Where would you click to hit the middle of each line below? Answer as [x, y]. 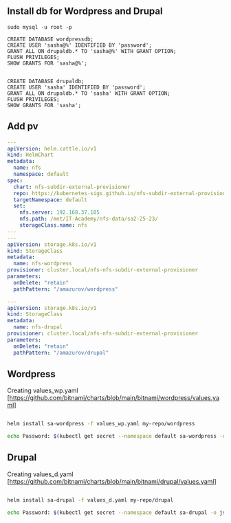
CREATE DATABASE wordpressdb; [51, 39]
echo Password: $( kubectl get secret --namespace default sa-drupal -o [112, 512]
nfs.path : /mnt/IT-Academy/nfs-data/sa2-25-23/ [89, 219]
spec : [15, 180]
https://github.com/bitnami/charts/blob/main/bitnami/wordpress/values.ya [114, 398]
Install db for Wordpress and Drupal [85, 11]
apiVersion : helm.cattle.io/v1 [52, 148]
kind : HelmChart [30, 155]
